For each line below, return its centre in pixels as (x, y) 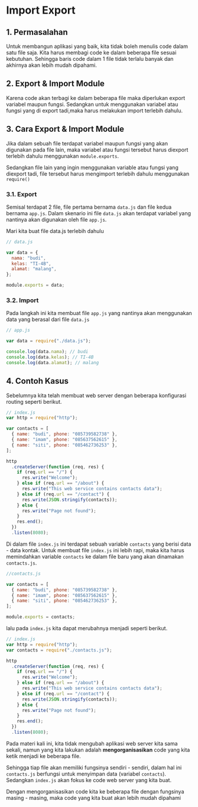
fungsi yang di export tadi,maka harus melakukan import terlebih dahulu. (95, 111)
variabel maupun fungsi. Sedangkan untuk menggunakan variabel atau (92, 104)
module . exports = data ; (35, 285)
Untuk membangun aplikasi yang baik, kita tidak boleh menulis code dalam (97, 46)
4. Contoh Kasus (38, 381)
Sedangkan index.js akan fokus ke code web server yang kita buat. (89, 780)
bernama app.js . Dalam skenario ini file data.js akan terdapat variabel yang (98, 213)
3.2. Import (22, 300)
